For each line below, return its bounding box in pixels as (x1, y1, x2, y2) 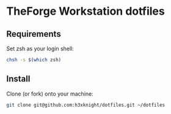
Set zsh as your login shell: (6, 45, 75, 52)
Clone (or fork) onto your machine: (6, 90, 93, 97)
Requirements (6, 29, 61, 39)
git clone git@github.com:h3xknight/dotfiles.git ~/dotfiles (6, 102, 166, 108)
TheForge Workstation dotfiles (6, 4, 165, 18)
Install (6, 74, 31, 84)
